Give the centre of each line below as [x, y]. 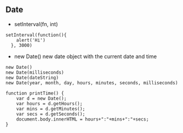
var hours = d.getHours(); [49, 103]
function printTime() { [35, 93]
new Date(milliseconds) [35, 72]
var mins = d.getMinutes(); [51, 109]
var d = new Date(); [41, 98]
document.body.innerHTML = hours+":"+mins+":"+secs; [83, 119]
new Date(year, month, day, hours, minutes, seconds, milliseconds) [92, 83]
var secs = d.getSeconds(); [51, 114]
